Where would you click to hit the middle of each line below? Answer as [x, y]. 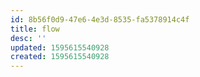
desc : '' [28, 38]
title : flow [35, 29]
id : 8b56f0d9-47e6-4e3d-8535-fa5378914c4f [100, 19]
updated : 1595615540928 [60, 47]
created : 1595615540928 [60, 57]
